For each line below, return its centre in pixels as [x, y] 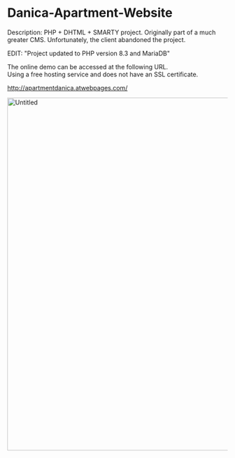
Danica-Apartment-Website [90, 13]
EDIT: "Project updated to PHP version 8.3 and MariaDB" [88, 53]
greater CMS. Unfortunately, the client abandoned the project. [97, 39]
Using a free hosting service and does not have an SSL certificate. [103, 74]
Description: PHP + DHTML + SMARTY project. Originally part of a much [112, 32]
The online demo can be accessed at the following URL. [88, 67]
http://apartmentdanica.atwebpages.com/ [67, 88]
